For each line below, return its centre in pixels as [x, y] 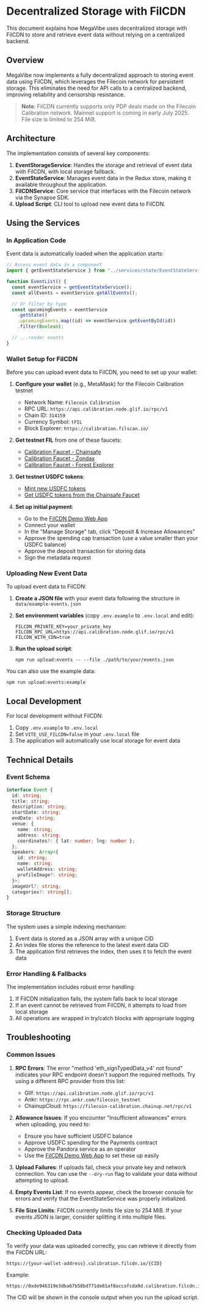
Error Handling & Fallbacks [46, 973]
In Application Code [36, 240]
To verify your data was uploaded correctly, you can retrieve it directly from [101, 1245]
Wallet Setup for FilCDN [42, 359]
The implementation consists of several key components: [78, 153]
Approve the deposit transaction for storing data [85, 551]
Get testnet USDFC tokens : [50, 477]
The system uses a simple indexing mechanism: [67, 926]
